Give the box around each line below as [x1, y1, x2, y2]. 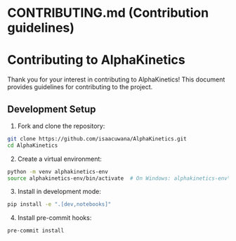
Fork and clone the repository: [17, 122, 105, 130]
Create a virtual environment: [17, 155, 102, 163]
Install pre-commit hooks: [17, 214, 92, 222]
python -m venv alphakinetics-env [7, 168, 109, 175]
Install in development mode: [17, 188, 102, 196]
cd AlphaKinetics [7, 142, 58, 149]
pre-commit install [7, 227, 65, 235]
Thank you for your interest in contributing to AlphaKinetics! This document [7, 75, 225, 84]
